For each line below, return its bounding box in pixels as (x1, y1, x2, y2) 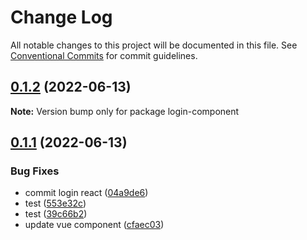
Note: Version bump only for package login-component (10, 105, 240, 117)
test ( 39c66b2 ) (24, 208, 88, 220)
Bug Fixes (10, 164, 60, 178)
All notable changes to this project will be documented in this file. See (10, 39, 298, 51)
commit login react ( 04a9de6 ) (24, 187, 149, 199)
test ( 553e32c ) (24, 197, 87, 210)
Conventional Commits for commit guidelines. (10, 49, 198, 61)
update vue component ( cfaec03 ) (24, 219, 165, 231)
